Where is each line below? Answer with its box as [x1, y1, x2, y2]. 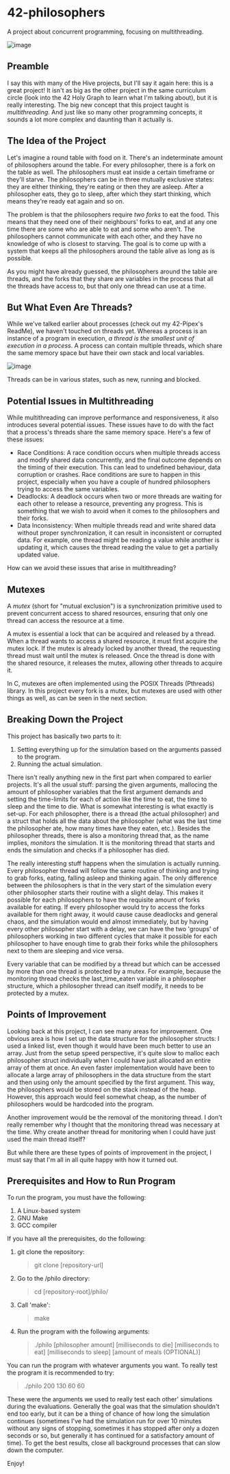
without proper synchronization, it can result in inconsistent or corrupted [16, 529, 222, 537]
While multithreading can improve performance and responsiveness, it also [7, 413, 219, 422]
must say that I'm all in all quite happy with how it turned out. [7, 1155, 178, 1164]
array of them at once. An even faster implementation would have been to [7, 1064, 215, 1072]
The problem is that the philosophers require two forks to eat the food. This [7, 210, 220, 219]
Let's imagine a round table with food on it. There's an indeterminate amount [7, 153, 223, 162]
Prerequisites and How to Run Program [7, 1175, 176, 1187]
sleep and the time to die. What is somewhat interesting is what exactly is [7, 802, 214, 810]
